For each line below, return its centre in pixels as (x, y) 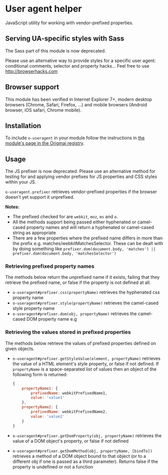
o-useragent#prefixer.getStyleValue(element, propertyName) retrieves (87, 358)
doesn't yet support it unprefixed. (40, 197)
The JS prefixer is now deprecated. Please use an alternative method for (80, 171)
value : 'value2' (48, 417)
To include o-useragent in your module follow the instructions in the (75, 138)
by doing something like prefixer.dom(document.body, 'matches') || (84, 249)
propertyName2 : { (40, 407)
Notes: (13, 207)
